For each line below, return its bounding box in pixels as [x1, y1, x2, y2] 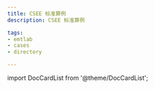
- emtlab [7, 35, 33, 42]
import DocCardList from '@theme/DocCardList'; [7, 74, 149, 82]
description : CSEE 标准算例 [7, 17, 86, 24]
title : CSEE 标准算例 [7, 10, 67, 17]
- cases [7, 42, 30, 49]
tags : [7, 29, 23, 36]
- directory [7, 49, 42, 56]
